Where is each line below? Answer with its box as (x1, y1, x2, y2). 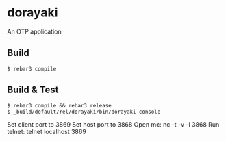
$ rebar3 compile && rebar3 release (7, 102, 112, 109)
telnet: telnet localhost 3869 (7, 127, 87, 136)
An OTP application (7, 27, 62, 36)
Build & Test (7, 84, 59, 96)
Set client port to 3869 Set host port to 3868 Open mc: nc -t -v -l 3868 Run (7, 120, 220, 128)
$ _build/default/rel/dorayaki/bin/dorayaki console (7, 108, 161, 115)
